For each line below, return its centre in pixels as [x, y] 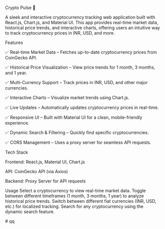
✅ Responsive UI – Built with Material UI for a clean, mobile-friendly [74, 117]
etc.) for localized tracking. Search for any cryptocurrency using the [74, 206]
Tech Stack [17, 152]
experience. [17, 123]
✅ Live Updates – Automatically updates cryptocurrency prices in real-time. [82, 107]
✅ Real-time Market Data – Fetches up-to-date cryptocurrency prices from [81, 52]
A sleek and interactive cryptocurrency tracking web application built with [80, 17]
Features [14, 43]
